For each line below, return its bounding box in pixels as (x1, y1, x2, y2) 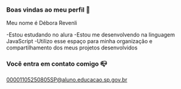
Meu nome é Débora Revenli (6, 20, 77, 27)
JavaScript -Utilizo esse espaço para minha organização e (6, 38, 153, 45)
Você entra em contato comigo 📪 (6, 60, 108, 68)
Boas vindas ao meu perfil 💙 (6, 5, 90, 14)
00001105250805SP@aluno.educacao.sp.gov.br (6, 76, 128, 83)
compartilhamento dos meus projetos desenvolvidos (6, 44, 138, 51)
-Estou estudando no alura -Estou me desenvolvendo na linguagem (6, 31, 175, 38)
